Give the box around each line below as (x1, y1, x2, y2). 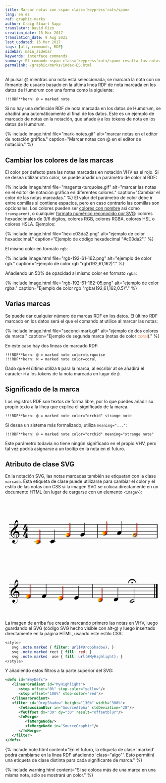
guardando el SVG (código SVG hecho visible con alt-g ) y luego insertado (5, 625, 156, 631)
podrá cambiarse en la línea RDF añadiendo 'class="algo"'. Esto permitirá (5, 752, 155, 758)
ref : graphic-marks (5, 16, 46, 21)
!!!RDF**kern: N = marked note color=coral (5, 356, 97, 361)
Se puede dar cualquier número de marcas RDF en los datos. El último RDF (5, 313, 158, 319)
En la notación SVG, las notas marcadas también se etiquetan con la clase (5, 473, 156, 479)
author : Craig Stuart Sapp (5, 21, 61, 26)
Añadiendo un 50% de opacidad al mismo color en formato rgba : (5, 270, 137, 276)
